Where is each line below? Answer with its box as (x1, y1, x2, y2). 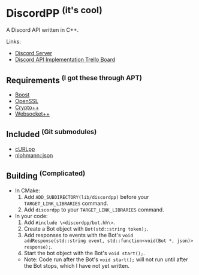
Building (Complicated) (6, 169, 86, 181)
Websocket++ (14, 110, 50, 117)
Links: (6, 38, 21, 46)
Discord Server (14, 50, 53, 57)
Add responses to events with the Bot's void (23, 231, 134, 238)
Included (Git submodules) (6, 128, 97, 140)
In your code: (14, 212, 48, 219)
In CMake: (14, 187, 41, 194)
